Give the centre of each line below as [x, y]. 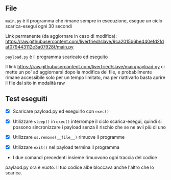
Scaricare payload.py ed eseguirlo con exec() [61, 111]
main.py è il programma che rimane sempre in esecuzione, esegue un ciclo [84, 20]
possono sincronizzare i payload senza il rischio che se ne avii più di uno [89, 127]
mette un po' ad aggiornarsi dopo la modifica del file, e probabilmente [79, 72]
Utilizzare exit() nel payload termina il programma [66, 147]
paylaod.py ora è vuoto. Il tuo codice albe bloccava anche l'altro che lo [80, 167]
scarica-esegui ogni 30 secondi [39, 26]
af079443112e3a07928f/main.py [40, 47]
